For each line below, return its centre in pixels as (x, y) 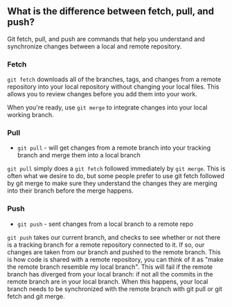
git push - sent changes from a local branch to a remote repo (105, 224)
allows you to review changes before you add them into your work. (102, 94)
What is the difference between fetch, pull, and (111, 11)
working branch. (30, 115)
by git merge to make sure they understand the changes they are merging (113, 184)
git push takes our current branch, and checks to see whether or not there (114, 237)
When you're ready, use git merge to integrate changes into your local (107, 107)
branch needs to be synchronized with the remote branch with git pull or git (115, 289)
